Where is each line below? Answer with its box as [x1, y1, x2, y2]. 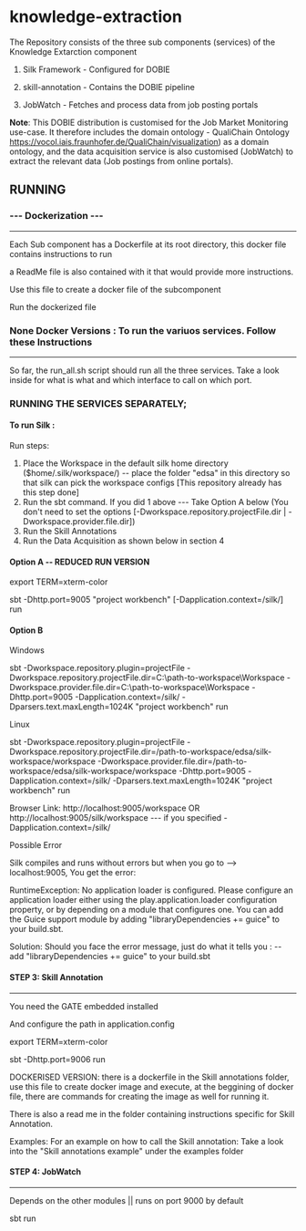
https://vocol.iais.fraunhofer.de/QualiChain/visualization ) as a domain [9, 136, 270, 147]
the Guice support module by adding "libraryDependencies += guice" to [9, 914, 280, 925]
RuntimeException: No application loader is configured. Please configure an [9, 884, 293, 895]
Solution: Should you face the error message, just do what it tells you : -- [9, 941, 282, 952]
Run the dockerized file [9, 301, 97, 312]
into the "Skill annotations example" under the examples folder [9, 1145, 244, 1156]
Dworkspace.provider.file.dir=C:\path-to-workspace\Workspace [9, 682, 250, 693]
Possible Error [9, 840, 63, 851]
